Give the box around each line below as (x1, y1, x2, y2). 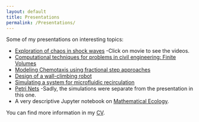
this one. (14, 91, 37, 98)
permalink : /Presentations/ (6, 20, 76, 25)
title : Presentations (6, 14, 60, 20)
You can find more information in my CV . (6, 109, 105, 116)
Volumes (14, 60, 37, 67)
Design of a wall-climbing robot (14, 72, 92, 80)
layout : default (6, 8, 46, 15)
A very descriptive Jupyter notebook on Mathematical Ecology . (14, 98, 169, 105)
